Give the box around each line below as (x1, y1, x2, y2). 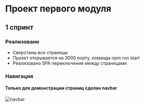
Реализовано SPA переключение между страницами (12, 60, 127, 66)
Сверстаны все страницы (12, 49, 68, 55)
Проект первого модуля (5, 3, 112, 15)
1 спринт (5, 23, 34, 32)
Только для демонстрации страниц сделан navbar (5, 85, 117, 91)
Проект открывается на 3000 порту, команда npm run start (12, 55, 140, 61)
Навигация (5, 72, 34, 79)
